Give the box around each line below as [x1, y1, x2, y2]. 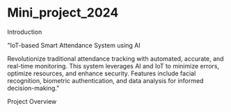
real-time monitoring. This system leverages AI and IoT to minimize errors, [7, 62, 220, 70]
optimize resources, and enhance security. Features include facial [7, 69, 196, 77]
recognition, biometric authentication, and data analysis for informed [7, 76, 204, 84]
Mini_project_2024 [7, 5, 119, 21]
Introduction [7, 28, 42, 36]
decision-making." [7, 84, 60, 92]
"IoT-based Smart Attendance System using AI [7, 41, 141, 49]
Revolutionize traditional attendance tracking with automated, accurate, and [7, 54, 224, 63]
